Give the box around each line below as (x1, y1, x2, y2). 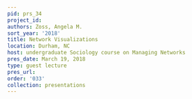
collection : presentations (7, 82, 86, 89)
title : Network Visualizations (7, 36, 98, 43)
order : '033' (7, 75, 45, 82)
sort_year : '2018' (7, 29, 61, 37)
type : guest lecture (7, 62, 68, 69)
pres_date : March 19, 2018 (7, 56, 86, 63)
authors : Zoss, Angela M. (7, 23, 82, 30)
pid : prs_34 (7, 10, 42, 17)
